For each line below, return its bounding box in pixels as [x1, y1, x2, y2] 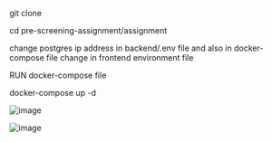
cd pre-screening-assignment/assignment [9, 25, 168, 35]
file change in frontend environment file [46, 52, 194, 62]
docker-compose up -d [9, 88, 97, 98]
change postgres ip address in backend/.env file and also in [9, 43, 233, 53]
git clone [9, 8, 43, 18]
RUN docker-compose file [9, 70, 107, 80]
